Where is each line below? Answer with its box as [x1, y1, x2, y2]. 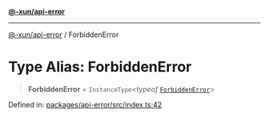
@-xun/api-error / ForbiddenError [8, 30, 119, 39]
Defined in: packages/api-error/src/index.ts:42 [8, 99, 163, 109]
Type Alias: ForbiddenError [8, 58, 192, 76]
